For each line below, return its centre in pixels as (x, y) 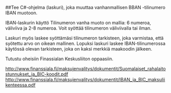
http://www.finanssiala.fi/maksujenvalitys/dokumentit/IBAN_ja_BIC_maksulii (85, 79)
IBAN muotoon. (21, 13)
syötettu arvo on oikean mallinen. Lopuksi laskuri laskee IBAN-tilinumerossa (85, 43)
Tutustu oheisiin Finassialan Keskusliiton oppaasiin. (60, 59)
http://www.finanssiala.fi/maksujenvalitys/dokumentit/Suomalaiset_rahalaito (85, 69)
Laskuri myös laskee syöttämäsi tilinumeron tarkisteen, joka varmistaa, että (84, 38)
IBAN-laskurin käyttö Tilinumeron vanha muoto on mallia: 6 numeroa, (78, 23)
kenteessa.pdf (21, 85)
